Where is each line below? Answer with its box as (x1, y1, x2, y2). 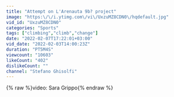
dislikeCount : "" (6, 63, 49, 69)
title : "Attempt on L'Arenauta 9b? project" (6, 8, 117, 15)
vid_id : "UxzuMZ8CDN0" (6, 19, 62, 25)
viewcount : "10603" (6, 52, 54, 58)
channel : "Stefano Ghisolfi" (6, 68, 77, 74)
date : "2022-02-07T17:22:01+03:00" (6, 36, 93, 41)
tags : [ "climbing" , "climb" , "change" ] (6, 30, 98, 36)
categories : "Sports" (6, 25, 59, 31)
